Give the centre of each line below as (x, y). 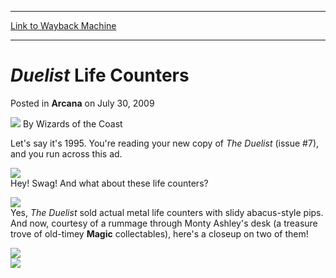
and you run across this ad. (66, 153)
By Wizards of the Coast (72, 123)
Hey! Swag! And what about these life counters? (109, 183)
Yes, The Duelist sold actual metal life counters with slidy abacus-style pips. (167, 212)
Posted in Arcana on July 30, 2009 (82, 103)
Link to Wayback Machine (63, 25)
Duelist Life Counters (100, 75)
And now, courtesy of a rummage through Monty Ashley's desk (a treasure (164, 223)
